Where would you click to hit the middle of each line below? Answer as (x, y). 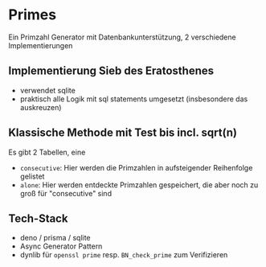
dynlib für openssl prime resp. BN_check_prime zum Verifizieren (124, 255)
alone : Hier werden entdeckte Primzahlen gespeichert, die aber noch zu (139, 185)
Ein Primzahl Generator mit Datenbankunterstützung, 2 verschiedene (122, 37)
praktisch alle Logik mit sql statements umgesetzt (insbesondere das (134, 99)
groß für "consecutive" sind (66, 193)
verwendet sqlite (48, 90)
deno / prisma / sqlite (55, 238)
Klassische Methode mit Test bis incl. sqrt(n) (123, 133)
